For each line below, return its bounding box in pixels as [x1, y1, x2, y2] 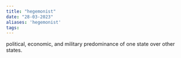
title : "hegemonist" [6, 8, 57, 14]
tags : [6, 24, 19, 31]
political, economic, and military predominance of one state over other [6, 41, 175, 48]
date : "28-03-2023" [6, 14, 54, 20]
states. [6, 47, 22, 54]
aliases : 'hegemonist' [6, 19, 61, 25]
